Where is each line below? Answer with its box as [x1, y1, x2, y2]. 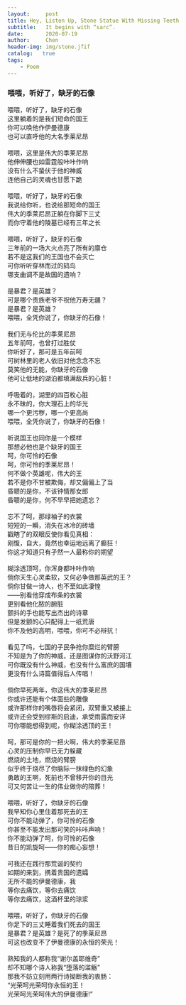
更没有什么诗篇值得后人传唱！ [7, 669, 94, 678]
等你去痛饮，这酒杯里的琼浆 [7, 894, 89, 903]
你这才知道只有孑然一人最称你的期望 [7, 548, 114, 556]
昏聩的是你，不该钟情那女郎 [7, 487, 89, 495]
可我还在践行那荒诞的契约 [7, 859, 82, 867]
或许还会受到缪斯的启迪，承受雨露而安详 [7, 712, 126, 721]
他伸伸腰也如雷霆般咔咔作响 [7, 157, 89, 165]
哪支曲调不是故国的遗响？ [7, 270, 82, 278]
